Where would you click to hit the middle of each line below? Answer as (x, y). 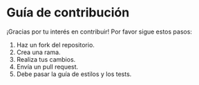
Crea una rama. (38, 52)
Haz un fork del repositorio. (55, 45)
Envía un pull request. (47, 66)
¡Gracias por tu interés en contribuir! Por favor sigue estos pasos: (99, 32)
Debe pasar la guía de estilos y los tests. (74, 74)
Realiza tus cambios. (46, 59)
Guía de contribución (68, 13)
